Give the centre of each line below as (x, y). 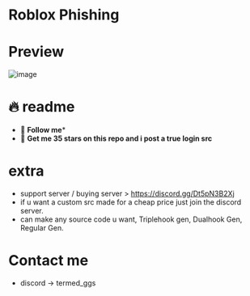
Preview (36, 52)
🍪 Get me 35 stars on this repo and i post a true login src (116, 138)
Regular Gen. (42, 228)
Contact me (49, 261)
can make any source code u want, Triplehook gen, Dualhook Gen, (131, 219)
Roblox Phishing (64, 15)
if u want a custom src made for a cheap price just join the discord (131, 202)
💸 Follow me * (43, 130)
